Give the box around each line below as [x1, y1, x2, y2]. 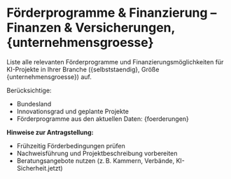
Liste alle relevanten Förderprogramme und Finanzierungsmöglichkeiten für [6, 57, 224, 66]
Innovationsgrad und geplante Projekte [16, 107, 129, 115]
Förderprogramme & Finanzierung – [6, 5, 217, 21]
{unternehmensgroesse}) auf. [6, 72, 92, 81]
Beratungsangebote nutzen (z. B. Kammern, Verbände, [16, 156, 175, 165]
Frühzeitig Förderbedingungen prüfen [16, 141, 125, 150]
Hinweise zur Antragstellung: [6, 128, 94, 136]
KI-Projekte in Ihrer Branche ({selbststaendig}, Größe [6, 65, 160, 73]
